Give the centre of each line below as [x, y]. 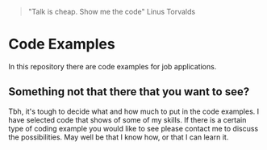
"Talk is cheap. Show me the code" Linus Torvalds [112, 12]
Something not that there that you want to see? [129, 92]
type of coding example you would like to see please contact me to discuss [133, 128]
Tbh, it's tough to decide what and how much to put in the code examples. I [134, 111]
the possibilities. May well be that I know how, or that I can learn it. [119, 137]
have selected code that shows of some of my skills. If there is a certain [127, 119]
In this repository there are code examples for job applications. [113, 66]
